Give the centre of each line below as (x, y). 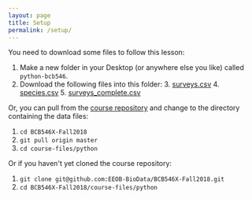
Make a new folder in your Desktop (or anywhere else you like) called (132, 68)
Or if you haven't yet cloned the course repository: (90, 164)
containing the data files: (48, 116)
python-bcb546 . (44, 76)
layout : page (30, 15)
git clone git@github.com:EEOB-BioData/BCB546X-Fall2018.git (122, 179)
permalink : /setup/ (40, 30)
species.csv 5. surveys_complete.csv (80, 93)
